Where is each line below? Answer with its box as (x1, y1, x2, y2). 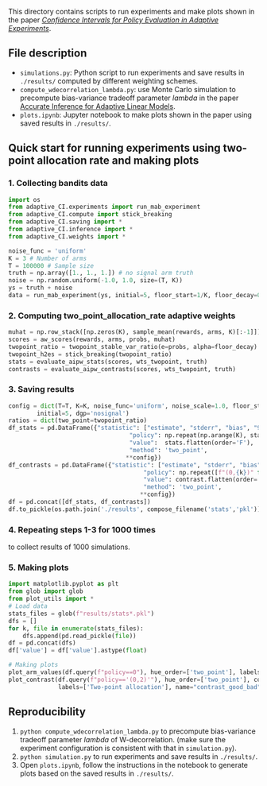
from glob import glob (8, 587, 83, 595)
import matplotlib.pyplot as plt (8, 580, 119, 588)
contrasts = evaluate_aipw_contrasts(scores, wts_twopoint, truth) (8, 365, 237, 373)
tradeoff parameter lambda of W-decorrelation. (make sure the (19, 734, 226, 744)
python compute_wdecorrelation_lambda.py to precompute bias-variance (19, 726, 256, 736)
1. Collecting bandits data (8, 178, 109, 189)
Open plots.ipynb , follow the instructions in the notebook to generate (19, 760, 249, 769)
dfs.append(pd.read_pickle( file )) (22, 632, 137, 640)
